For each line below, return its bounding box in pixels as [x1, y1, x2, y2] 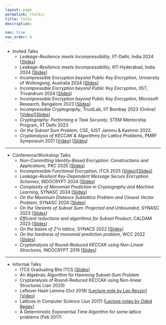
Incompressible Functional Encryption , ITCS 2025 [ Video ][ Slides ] [19, 168, 153, 174]
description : [5, 21, 32, 26]
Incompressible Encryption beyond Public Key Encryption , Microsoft [19, 96, 159, 102]
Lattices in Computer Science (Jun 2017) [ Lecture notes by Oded [19, 298, 152, 304]
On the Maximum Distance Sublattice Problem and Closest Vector [19, 195, 154, 200]
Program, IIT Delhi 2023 [19, 122, 69, 128]
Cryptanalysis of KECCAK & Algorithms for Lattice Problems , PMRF [19, 132, 157, 138]
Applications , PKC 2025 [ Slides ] [19, 163, 85, 169]
